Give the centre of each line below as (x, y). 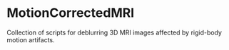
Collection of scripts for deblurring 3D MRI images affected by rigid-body (114, 32)
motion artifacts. (31, 39)
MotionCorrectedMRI (71, 13)
